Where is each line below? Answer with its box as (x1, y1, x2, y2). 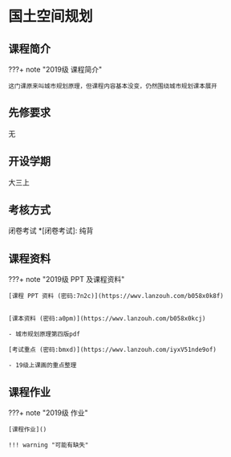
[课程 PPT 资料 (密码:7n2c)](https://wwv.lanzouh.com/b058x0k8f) (8, 292, 225, 300)
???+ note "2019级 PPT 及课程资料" (8, 275, 125, 284)
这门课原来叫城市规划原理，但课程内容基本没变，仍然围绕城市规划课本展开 (8, 82, 218, 90)
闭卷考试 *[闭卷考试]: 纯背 (8, 226, 94, 235)
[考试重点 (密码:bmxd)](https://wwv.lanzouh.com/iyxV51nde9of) (8, 346, 217, 354)
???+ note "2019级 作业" (8, 408, 88, 418)
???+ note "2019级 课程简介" (8, 65, 103, 74)
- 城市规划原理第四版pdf (8, 330, 80, 338)
